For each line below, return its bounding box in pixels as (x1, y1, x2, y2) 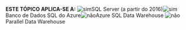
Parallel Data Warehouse (5, 18, 66, 25)
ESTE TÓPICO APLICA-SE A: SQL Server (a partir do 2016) (5, 6, 163, 12)
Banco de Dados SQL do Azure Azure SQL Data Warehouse (5, 12, 164, 19)
